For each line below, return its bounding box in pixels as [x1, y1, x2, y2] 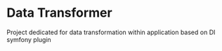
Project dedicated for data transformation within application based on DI [6, 28, 216, 36]
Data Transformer [6, 5, 113, 21]
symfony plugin [6, 35, 52, 43]
